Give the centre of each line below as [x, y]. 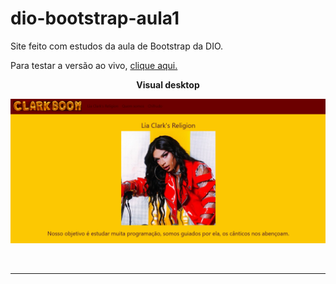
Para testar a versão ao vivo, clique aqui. [94, 65]
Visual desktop [168, 84]
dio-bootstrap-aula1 [95, 18]
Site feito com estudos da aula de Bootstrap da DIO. [117, 46]
